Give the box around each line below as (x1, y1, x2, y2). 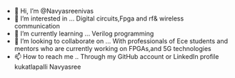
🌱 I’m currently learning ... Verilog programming (14, 29, 154, 38)
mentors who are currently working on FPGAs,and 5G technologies (14, 45, 212, 52)
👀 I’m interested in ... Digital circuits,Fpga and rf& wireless (14, 14, 184, 23)
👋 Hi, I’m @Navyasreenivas (14, 7, 94, 15)
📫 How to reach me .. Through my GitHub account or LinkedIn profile (14, 52, 219, 60)
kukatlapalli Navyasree (14, 62, 81, 71)
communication (14, 22, 61, 30)
